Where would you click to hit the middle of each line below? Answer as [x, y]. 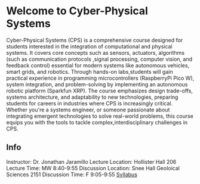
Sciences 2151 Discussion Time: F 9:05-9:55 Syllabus [72, 174]
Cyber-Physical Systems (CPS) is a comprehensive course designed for [95, 40]
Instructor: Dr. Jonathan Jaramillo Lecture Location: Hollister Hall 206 [91, 161]
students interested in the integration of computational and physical [89, 46]
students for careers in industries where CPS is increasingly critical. [90, 103]
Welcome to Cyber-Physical [77, 11]
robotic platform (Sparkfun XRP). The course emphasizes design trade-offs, [99, 91]
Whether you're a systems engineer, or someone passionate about [88, 110]
